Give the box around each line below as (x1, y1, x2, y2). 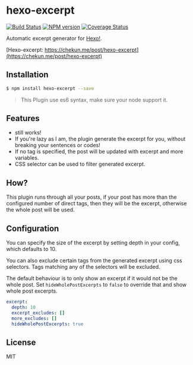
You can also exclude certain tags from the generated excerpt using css (6, 257, 182, 264)
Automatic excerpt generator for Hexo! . (6, 34, 102, 42)
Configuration (6, 223, 59, 233)
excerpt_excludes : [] (11, 310, 65, 316)
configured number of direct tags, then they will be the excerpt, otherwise (6, 200, 187, 207)
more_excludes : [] (11, 315, 58, 321)
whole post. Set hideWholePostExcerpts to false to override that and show (6, 281, 187, 288)
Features (6, 113, 40, 123)
